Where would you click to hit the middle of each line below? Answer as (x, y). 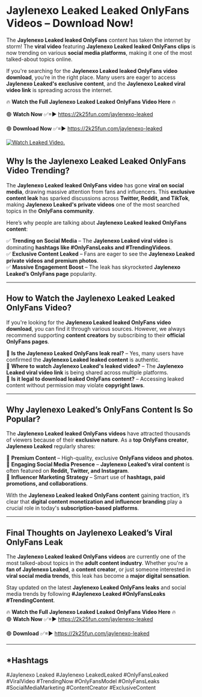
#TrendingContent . (31, 601)
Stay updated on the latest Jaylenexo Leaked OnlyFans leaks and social (96, 587)
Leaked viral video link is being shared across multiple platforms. (87, 372)
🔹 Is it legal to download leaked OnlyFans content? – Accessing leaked (95, 379)
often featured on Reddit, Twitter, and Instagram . (68, 471)
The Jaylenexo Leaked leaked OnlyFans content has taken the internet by (99, 40)
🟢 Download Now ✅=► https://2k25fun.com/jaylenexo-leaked (84, 128)
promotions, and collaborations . (47, 484)
